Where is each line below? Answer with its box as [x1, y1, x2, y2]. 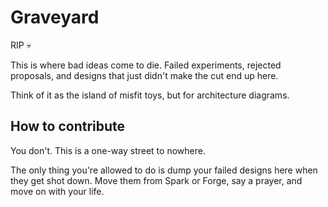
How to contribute [10, 118, 126, 135]
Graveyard [10, 6, 100, 29]
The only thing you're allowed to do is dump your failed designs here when [10, 164, 318, 176]
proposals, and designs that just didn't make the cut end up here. [10, 69, 279, 81]
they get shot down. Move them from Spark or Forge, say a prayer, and [10, 174, 303, 186]
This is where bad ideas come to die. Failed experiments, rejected [10, 59, 282, 71]
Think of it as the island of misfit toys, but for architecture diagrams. [10, 89, 290, 101]
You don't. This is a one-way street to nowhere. [10, 144, 206, 156]
